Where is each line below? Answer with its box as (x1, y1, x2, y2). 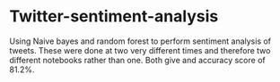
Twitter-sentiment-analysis (9, 6, 219, 27)
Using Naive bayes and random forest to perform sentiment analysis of (9, 36, 272, 46)
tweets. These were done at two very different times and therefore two (9, 45, 271, 55)
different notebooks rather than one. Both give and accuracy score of (9, 54, 267, 65)
